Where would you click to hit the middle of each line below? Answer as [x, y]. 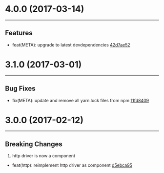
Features [19, 33]
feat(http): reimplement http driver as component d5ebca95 [72, 165]
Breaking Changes [34, 144]
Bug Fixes [20, 89]
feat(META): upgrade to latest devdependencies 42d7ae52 [71, 44]
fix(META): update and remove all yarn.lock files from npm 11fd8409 [81, 100]
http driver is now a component [44, 156]
